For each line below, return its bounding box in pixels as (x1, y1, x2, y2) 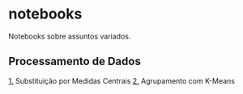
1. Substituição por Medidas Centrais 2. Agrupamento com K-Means (8, 76, 235, 85)
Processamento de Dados (8, 55, 142, 68)
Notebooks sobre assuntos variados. (8, 31, 131, 41)
